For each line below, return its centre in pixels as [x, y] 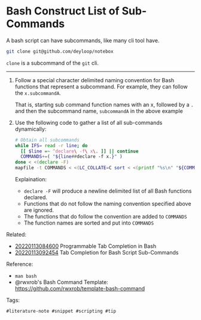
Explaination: [31, 180]
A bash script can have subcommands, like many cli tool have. [83, 40]
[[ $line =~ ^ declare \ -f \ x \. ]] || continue [80, 151]
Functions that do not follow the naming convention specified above [107, 204]
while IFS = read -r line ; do [51, 145]
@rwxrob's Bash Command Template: [62, 282]
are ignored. [39, 210]
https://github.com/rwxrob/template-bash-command [80, 289]
